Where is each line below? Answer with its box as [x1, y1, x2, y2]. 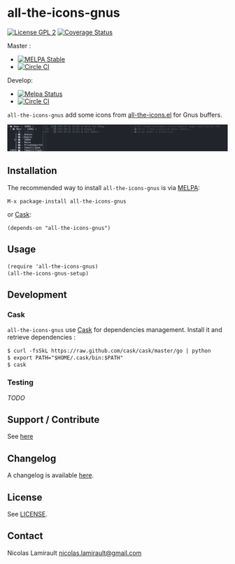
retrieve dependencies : [7, 333, 76, 342]
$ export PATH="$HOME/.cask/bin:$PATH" [7, 354, 124, 361]
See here [7, 432, 34, 441]
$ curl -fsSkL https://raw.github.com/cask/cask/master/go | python [7, 347, 211, 354]
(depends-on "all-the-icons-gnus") [7, 224, 111, 231]
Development [7, 289, 68, 301]
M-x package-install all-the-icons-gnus [7, 198, 127, 205]
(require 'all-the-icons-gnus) [7, 263, 99, 270]
